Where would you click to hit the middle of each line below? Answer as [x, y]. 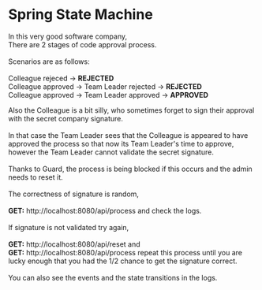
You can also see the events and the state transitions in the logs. [113, 277]
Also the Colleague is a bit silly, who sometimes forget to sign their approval [131, 110]
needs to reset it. [36, 177]
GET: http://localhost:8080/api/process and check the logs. [105, 210]
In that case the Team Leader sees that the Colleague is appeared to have [128, 135]
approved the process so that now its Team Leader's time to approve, [121, 143]
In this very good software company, [68, 36]
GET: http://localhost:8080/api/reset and [74, 244]
